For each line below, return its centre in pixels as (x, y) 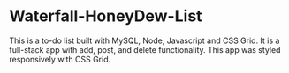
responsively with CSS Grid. (60, 59)
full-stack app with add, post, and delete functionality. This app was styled (145, 49)
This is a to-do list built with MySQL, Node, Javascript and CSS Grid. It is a (144, 40)
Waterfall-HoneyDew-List (106, 16)
